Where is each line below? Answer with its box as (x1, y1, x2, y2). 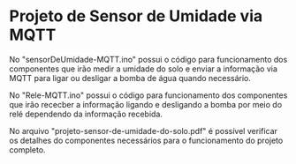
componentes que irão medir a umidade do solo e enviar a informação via (9, 63, 278, 74)
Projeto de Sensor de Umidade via (9, 6, 263, 26)
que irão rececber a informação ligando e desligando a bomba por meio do (9, 99, 283, 109)
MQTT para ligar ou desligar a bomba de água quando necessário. (9, 72, 252, 83)
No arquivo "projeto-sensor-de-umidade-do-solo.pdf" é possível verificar (9, 125, 278, 136)
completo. (9, 144, 46, 155)
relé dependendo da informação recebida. (9, 108, 163, 119)
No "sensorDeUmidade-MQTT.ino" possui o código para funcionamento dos (9, 54, 288, 64)
